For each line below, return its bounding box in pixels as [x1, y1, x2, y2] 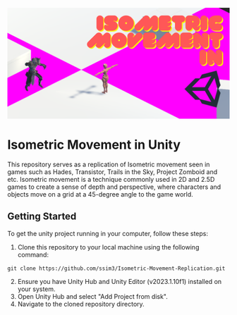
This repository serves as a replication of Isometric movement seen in [7, 160, 210, 168]
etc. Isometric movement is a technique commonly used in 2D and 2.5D [7, 175, 215, 183]
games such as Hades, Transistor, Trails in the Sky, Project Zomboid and [7, 167, 218, 176]
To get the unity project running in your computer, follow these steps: [7, 229, 208, 237]
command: [17, 250, 49, 259]
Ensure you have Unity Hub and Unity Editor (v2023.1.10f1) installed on [17, 277, 222, 285]
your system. [17, 285, 56, 293]
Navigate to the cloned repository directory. [17, 299, 145, 308]
